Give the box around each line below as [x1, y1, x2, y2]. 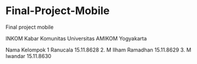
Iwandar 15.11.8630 [5, 52, 51, 59]
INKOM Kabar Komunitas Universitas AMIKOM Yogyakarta [5, 35, 147, 42]
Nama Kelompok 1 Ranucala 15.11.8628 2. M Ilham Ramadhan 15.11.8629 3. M [5, 46, 192, 53]
